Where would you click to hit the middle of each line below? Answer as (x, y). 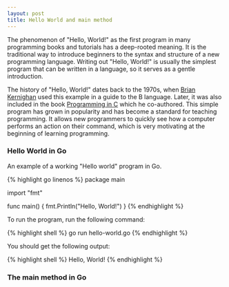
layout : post (26, 13)
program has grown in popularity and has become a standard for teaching (112, 111)
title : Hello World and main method (60, 20)
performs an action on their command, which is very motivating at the (106, 126)
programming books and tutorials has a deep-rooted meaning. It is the (107, 47)
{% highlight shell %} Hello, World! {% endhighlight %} (85, 259)
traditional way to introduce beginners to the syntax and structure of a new (113, 54)
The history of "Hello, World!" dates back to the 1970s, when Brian (101, 89)
